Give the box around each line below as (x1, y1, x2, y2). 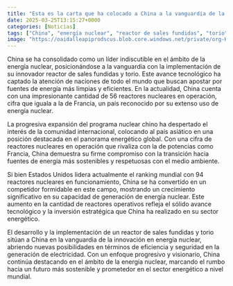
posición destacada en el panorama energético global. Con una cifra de (7, 135, 212, 143)
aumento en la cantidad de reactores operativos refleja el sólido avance (7, 200, 212, 208)
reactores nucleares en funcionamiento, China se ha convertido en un (7, 178, 207, 186)
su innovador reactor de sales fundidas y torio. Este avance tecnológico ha (7, 70, 221, 78)
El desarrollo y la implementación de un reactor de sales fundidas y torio (7, 228, 214, 237)
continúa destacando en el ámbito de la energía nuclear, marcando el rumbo (7, 258, 225, 266)
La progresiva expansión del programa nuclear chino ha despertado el (7, 120, 208, 128)
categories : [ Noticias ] (7, 23, 76, 30)
